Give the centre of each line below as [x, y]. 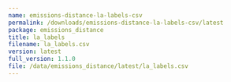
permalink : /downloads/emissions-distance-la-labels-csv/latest [116, 23]
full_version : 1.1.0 [42, 59]
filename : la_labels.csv [49, 45]
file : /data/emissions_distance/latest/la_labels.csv [99, 66]
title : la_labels [37, 37]
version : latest [35, 52]
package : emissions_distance [56, 30]
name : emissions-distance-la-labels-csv [76, 15]
